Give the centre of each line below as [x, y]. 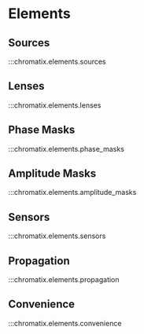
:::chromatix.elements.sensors [57, 236]
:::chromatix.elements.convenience [65, 323]
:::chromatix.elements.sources [57, 61]
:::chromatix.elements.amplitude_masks [72, 193]
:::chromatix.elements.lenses [55, 105]
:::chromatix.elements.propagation [64, 280]
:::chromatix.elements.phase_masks [66, 149]
